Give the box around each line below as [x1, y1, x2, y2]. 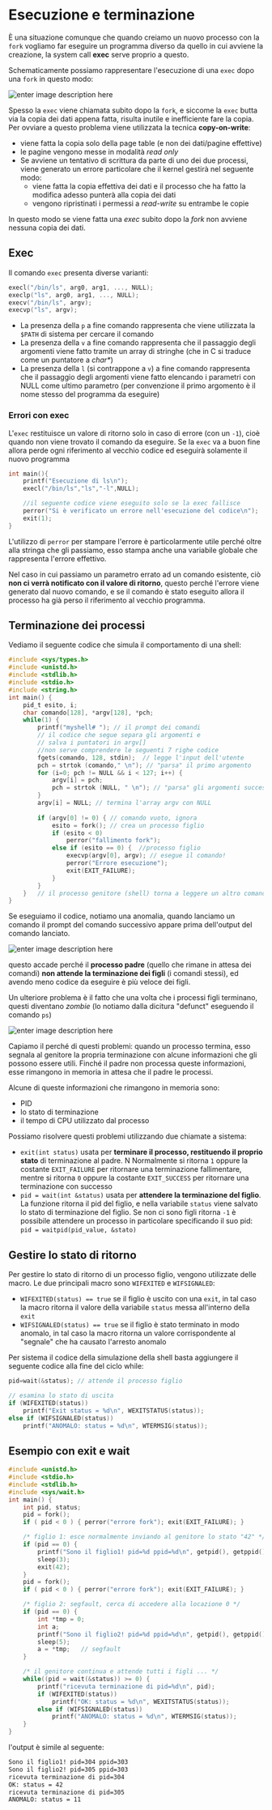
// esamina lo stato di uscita [8, 1391, 114, 1400]
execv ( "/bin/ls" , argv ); [8, 298, 92, 307]
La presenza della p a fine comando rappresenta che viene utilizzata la [19, 321, 256, 330]
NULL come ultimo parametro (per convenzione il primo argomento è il [19, 381, 257, 390]
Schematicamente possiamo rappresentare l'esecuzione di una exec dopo [8, 65, 255, 75]
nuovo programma [8, 454, 70, 463]
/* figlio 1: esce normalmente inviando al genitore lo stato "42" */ [23, 1533, 266, 1541]
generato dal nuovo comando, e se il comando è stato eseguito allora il [8, 586, 244, 596]
